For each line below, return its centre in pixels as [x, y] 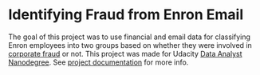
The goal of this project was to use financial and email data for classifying [130, 37]
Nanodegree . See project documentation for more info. [98, 62]
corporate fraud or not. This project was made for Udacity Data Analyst [125, 53]
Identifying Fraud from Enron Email [126, 15]
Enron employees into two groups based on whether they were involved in [130, 45]
